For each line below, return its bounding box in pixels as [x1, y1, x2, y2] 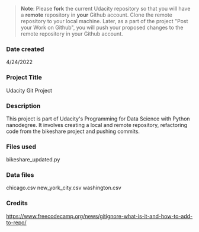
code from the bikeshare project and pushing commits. [6, 128, 140, 135]
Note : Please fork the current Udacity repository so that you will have [20, 5, 191, 12]
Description [6, 101, 41, 110]
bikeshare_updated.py [6, 156, 60, 163]
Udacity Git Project [6, 87, 52, 94]
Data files [6, 171, 34, 179]
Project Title [6, 74, 43, 82]
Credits [6, 199, 28, 207]
